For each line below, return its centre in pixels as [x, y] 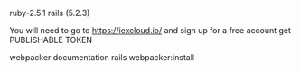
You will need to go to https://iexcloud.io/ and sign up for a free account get [150, 30]
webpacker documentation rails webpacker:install [102, 57]
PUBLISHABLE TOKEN [51, 40]
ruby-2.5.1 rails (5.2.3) [50, 13]
